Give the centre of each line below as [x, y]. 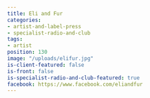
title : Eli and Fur [35, 13]
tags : [15, 39]
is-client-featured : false [46, 65]
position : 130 [28, 52]
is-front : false [30, 71]
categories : [24, 20]
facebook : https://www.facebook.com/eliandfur [75, 84]
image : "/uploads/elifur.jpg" [51, 59]
